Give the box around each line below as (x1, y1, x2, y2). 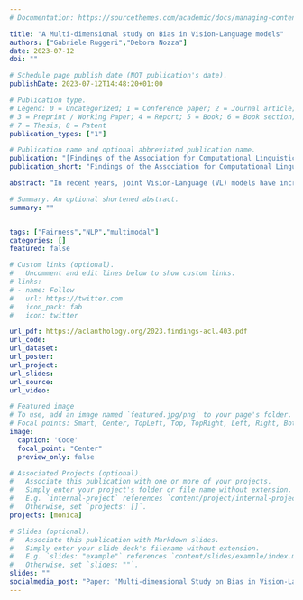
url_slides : (9, 369, 54, 378)
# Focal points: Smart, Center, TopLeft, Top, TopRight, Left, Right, (9, 419, 280, 429)
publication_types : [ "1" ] (9, 129, 106, 138)
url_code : (9, 336, 47, 345)
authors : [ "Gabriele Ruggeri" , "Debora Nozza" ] (9, 38, 188, 47)
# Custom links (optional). (9, 261, 115, 270)
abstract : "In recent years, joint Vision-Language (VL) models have (9, 179, 277, 188)
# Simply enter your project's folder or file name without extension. (9, 485, 293, 494)
